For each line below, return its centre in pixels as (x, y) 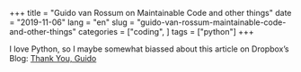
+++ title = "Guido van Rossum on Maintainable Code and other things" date (150, 13)
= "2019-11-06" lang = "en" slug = (72, 22)
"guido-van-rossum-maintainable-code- (211, 22)
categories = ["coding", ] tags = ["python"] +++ (166, 32)
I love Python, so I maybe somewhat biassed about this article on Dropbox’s (149, 49)
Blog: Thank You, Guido (53, 58)
